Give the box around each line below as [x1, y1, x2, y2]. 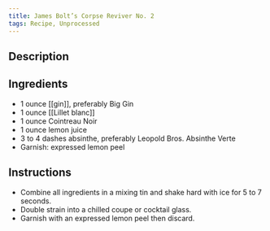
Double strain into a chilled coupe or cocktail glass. [20, 204, 192, 214]
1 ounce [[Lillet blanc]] [20, 107, 95, 117]
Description [8, 50, 69, 63]
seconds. [20, 196, 52, 206]
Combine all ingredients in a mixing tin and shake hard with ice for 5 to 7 [20, 187, 263, 197]
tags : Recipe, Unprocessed [8, 20, 100, 28]
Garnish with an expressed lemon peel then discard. [20, 213, 195, 223]
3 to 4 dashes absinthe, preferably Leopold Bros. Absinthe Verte [20, 133, 236, 143]
